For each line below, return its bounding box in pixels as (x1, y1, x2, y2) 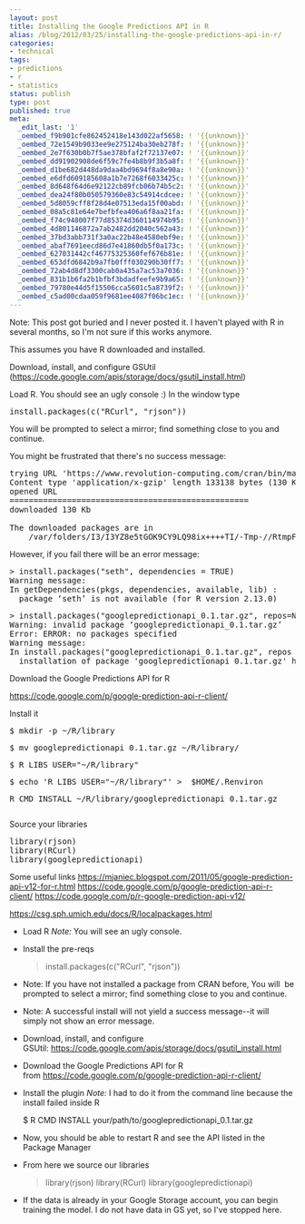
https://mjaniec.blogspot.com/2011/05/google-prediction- (77, 871, 293, 882)
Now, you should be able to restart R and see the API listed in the (22, 1131, 266, 1143)
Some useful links (9, 871, 76, 882)
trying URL (9, 468, 58, 478)
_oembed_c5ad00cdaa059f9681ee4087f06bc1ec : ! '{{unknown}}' (17, 291, 250, 300)
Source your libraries (9, 818, 88, 829)
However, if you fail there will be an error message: (9, 548, 200, 559)
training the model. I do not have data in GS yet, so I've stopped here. (22, 1204, 282, 1215)
